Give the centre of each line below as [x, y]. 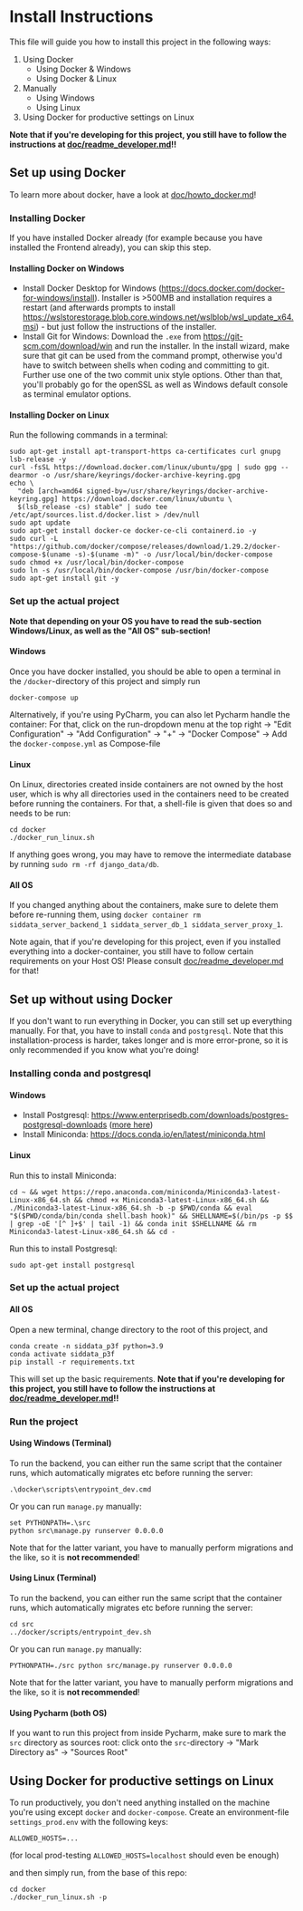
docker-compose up [44, 698]
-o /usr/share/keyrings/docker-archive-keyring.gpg [142, 476]
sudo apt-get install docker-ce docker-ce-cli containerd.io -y [133, 531]
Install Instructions [81, 17]
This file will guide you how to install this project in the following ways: [140, 42]
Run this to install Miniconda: [63, 1175]
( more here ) [131, 1124]
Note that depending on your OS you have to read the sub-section [136, 621]
